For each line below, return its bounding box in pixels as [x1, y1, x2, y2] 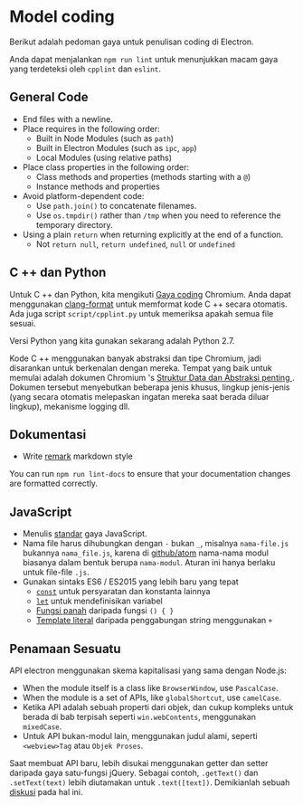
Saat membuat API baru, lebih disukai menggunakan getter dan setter [9, 758, 269, 768]
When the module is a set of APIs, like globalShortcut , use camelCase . [22, 692, 282, 703]
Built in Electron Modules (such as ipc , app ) [35, 142, 197, 153]
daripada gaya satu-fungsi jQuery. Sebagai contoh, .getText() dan [9, 767, 259, 778]
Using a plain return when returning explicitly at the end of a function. [22, 229, 284, 240]
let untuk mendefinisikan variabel [35, 595, 163, 607]
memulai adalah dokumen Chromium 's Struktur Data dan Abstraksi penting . [9, 372, 295, 383]
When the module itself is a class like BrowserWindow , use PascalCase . [22, 683, 279, 693]
